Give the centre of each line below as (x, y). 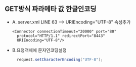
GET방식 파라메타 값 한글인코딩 (51, 9)
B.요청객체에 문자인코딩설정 (39, 50)
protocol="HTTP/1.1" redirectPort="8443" (61, 36)
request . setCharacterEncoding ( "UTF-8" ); (60, 59)
